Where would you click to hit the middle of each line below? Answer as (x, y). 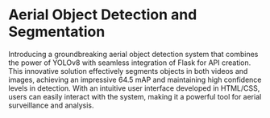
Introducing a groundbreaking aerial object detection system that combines (133, 54)
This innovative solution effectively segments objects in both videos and (128, 71)
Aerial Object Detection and (103, 15)
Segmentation (57, 32)
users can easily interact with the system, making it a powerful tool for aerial (135, 96)
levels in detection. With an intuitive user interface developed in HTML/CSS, (134, 88)
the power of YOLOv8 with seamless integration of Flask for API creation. (130, 63)
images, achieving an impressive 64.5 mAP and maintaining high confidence (135, 79)
